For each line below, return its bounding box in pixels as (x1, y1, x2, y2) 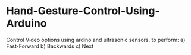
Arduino (6, 17, 47, 30)
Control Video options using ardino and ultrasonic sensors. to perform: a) (6, 36, 186, 43)
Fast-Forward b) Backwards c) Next (6, 43, 94, 50)
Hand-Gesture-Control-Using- (6, 4, 161, 18)
